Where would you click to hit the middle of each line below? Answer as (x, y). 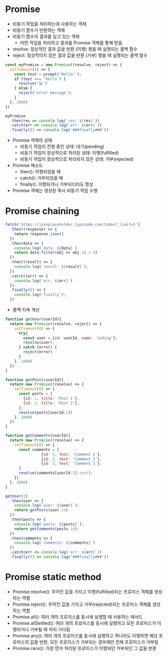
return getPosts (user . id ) (41, 510)
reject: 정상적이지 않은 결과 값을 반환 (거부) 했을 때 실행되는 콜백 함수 (80, 55)
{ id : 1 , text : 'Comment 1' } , (71, 454)
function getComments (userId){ (38, 436)
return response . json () (39, 234)
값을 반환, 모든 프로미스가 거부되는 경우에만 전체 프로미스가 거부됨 (94, 642)
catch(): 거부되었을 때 (41, 178)
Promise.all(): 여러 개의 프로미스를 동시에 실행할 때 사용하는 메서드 (77, 617)
